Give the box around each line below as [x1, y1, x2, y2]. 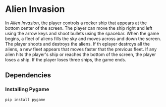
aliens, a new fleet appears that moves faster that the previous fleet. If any [5, 46, 157, 52]
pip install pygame [5, 97, 46, 102]
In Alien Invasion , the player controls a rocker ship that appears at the [5, 20, 147, 26]
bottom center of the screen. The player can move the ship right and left [5, 25, 153, 31]
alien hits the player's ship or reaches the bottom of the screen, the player [5, 51, 156, 57]
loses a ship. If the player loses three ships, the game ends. [5, 56, 126, 62]
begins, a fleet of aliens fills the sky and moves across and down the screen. [5, 36, 162, 42]
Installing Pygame [5, 86, 50, 93]
